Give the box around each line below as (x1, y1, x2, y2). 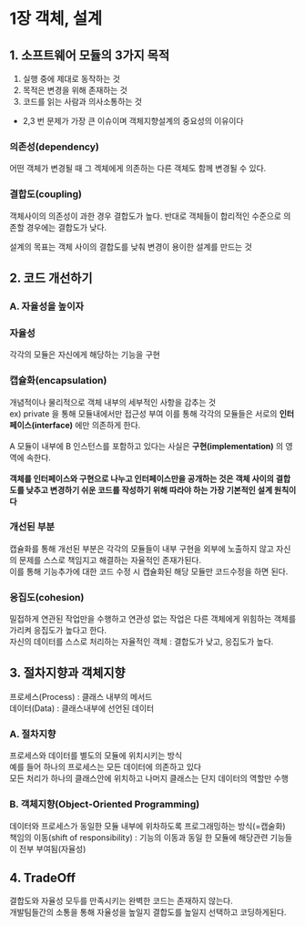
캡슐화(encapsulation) (9, 375, 107, 387)
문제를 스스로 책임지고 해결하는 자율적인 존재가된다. (18, 554, 202, 565)
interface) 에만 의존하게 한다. (34, 419, 141, 430)
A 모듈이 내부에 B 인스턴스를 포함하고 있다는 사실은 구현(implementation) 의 (9, 440, 284, 451)
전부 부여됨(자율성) (18, 843, 86, 854)
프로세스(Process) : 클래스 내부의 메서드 (9, 691, 153, 702)
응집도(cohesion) (9, 591, 85, 603)
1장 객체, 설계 (9, 8, 103, 29)
